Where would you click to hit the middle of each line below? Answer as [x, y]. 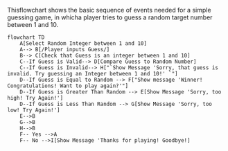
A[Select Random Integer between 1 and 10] [84, 44]
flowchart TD [26, 37]
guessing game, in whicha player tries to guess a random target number [110, 17]
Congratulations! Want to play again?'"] [68, 86]
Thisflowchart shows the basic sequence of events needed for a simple [109, 10]
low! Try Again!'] [34, 110]
